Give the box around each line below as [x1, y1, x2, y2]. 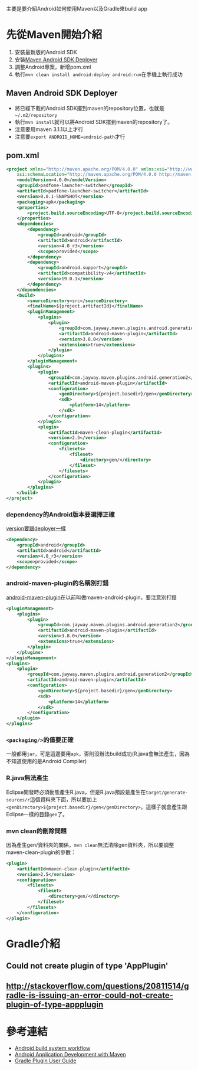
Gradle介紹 [6, 937, 61, 950]
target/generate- [145, 790, 189, 796]
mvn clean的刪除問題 [6, 827, 67, 835]
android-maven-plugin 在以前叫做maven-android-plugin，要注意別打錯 [6, 594, 177, 601]
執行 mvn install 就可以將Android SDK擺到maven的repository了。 [14, 118, 173, 125]
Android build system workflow [14, 1045, 91, 1052]
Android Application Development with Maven [14, 1051, 127, 1058]
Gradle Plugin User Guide [14, 1057, 77, 1064]
